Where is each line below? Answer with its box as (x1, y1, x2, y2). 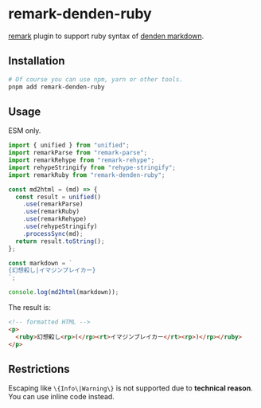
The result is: (8, 303, 52, 312)
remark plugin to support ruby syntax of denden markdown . (8, 31, 205, 41)
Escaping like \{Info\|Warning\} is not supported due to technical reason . (8, 383, 253, 393)
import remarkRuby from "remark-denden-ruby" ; (8, 171, 166, 179)
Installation (8, 54, 65, 68)
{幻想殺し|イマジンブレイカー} (8, 266, 96, 275)
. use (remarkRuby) (22, 208, 80, 216)
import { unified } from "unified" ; (8, 141, 130, 150)
